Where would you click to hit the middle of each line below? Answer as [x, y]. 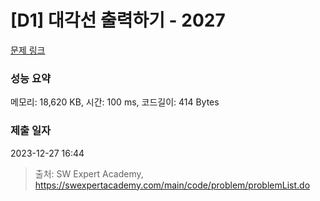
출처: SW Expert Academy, [89, 173]
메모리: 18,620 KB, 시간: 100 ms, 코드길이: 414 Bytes [115, 102]
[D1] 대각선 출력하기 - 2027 [118, 20]
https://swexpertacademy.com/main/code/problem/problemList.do [172, 185]
